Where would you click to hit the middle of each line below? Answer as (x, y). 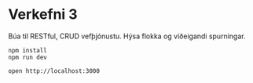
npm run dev (27, 57)
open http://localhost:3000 (54, 71)
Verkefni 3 (43, 14)
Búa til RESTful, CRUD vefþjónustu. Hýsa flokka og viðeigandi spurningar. (127, 36)
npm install (27, 50)
